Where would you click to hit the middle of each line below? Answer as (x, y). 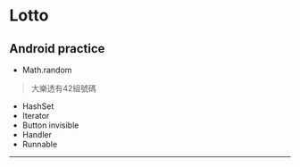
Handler (37, 134)
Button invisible (50, 125)
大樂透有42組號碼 (63, 88)
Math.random (47, 70)
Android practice (57, 49)
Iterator (36, 116)
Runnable (40, 144)
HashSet (38, 106)
